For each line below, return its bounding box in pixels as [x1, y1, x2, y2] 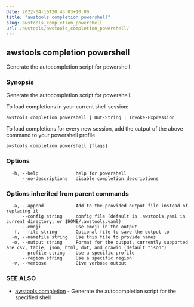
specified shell [14, 294, 51, 301]
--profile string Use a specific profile [21, 250, 135, 256]
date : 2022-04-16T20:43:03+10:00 [6, 8, 90, 15]
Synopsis [6, 78, 34, 86]
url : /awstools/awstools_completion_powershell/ [6, 25, 130, 32]
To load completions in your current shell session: [6, 103, 129, 110]
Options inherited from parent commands [6, 189, 130, 197]
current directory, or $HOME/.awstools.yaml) [6, 218, 121, 224]
